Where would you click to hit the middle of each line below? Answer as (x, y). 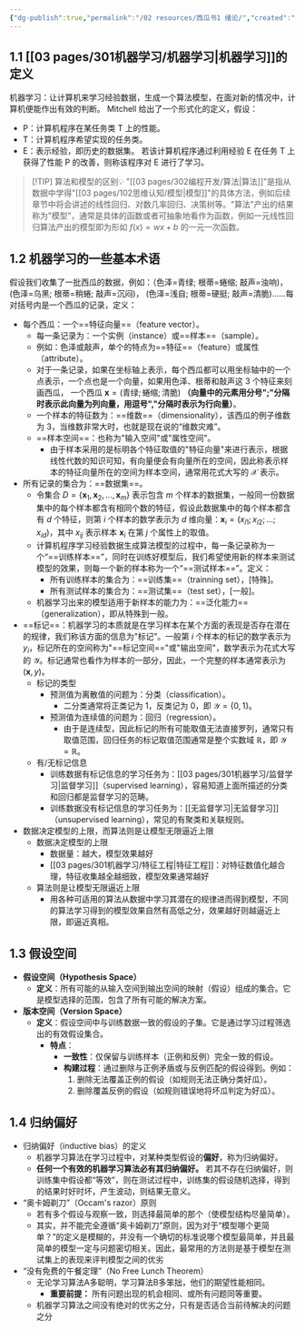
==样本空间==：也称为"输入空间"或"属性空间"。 (126, 438)
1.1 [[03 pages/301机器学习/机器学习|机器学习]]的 (148, 57)
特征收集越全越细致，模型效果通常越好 (138, 877)
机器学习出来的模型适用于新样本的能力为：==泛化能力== (142, 602)
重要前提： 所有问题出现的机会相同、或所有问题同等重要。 (158, 1294)
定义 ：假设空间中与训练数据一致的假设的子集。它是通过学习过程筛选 (163, 1023)
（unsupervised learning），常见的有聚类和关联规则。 (149, 820)
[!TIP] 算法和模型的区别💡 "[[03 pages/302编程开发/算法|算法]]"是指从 (161, 182)
